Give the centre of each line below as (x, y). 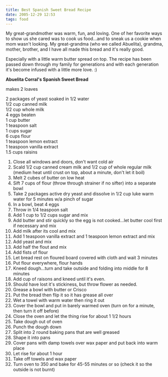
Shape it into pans (32, 338)
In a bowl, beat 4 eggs (36, 205)
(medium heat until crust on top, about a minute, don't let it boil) (79, 172)
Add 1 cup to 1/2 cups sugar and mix (50, 215)
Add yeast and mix (32, 242)
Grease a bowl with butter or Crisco (50, 290)
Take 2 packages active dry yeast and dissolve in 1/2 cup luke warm (83, 194)
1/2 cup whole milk (25, 110)
